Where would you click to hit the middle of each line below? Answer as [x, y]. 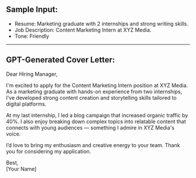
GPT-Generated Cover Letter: [61, 60]
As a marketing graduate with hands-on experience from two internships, [94, 91]
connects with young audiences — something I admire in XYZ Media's [90, 127]
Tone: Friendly [32, 36]
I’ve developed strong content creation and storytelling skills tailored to [91, 97]
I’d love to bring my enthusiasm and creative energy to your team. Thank [93, 145]
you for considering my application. [49, 151]
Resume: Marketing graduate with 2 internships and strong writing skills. [101, 23]
